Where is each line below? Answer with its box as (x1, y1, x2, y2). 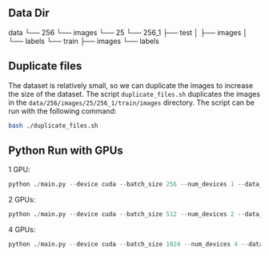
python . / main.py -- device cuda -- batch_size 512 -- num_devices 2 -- (8, 210, 246, 218)
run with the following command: (8, 106, 117, 115)
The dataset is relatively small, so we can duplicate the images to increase (8, 80, 254, 90)
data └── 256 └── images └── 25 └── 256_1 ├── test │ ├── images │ (8, 27, 248, 37)
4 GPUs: (8, 225, 36, 234)
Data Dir (8, 6, 50, 20)
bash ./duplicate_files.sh (8, 122, 98, 130)
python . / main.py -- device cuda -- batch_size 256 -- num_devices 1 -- (8, 180, 246, 189)
